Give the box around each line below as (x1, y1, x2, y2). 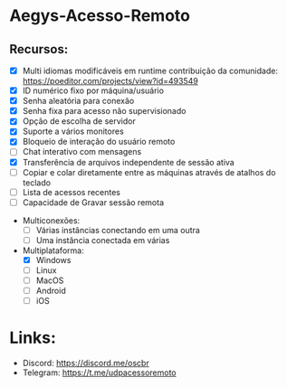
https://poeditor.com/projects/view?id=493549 (22, 76, 199, 87)
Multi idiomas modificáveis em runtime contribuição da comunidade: (22, 65, 279, 76)
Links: (9, 327, 57, 348)
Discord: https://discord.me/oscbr (22, 358, 149, 369)
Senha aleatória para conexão (22, 96, 135, 107)
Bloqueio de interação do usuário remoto (22, 137, 176, 147)
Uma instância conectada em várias (35, 234, 170, 245)
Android (35, 286, 66, 297)
